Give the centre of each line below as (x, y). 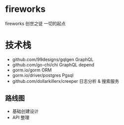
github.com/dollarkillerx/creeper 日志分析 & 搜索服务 (66, 81)
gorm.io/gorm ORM (32, 70)
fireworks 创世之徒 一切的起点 (35, 23)
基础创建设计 (25, 111)
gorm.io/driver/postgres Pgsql (43, 75)
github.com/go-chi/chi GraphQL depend (53, 64)
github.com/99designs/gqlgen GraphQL (53, 59)
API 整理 (21, 117)
